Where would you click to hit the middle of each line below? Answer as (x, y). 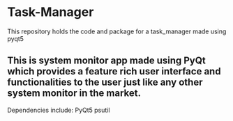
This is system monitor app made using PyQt (106, 61)
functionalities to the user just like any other (105, 82)
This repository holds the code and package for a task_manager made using (117, 31)
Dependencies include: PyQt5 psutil (59, 110)
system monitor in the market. (74, 94)
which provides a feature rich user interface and (114, 71)
